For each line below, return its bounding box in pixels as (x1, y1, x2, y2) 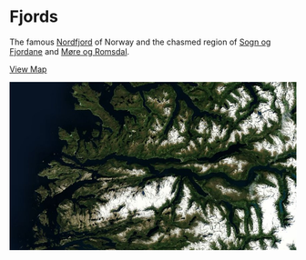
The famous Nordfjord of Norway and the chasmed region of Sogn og (9, 36, 271, 47)
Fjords (9, 6, 59, 27)
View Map (9, 64, 47, 75)
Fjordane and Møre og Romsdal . (9, 45, 130, 56)
